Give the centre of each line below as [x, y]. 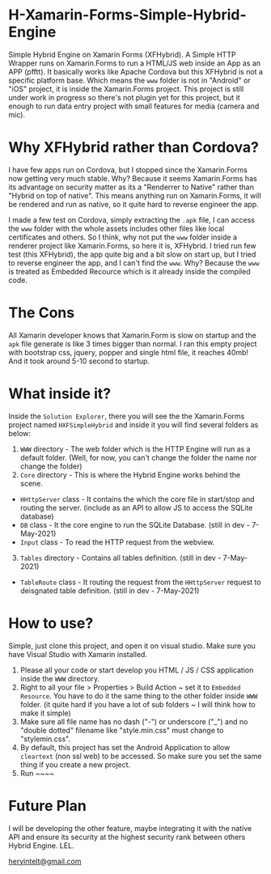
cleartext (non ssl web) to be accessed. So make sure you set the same [141, 756]
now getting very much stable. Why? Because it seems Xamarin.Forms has [133, 178]
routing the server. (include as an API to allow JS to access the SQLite [136, 507]
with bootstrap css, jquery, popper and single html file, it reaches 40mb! [129, 352]
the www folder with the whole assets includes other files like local [116, 228]
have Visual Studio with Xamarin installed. [78, 654]
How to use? [51, 623]
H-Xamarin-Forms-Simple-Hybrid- [127, 15]
